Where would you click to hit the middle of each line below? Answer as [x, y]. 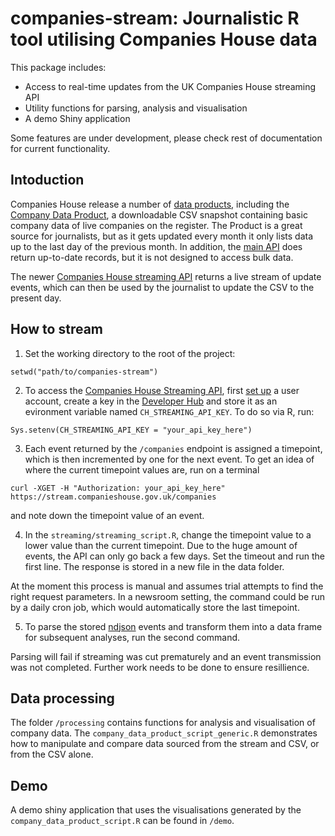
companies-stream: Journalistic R [155, 18]
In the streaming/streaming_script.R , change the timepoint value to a [168, 534]
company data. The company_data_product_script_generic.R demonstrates [164, 733]
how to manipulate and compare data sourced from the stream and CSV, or [165, 744]
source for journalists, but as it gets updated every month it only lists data [162, 236]
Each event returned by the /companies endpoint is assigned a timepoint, [173, 448]
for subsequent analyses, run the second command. [132, 637]
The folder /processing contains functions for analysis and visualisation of [163, 723]
